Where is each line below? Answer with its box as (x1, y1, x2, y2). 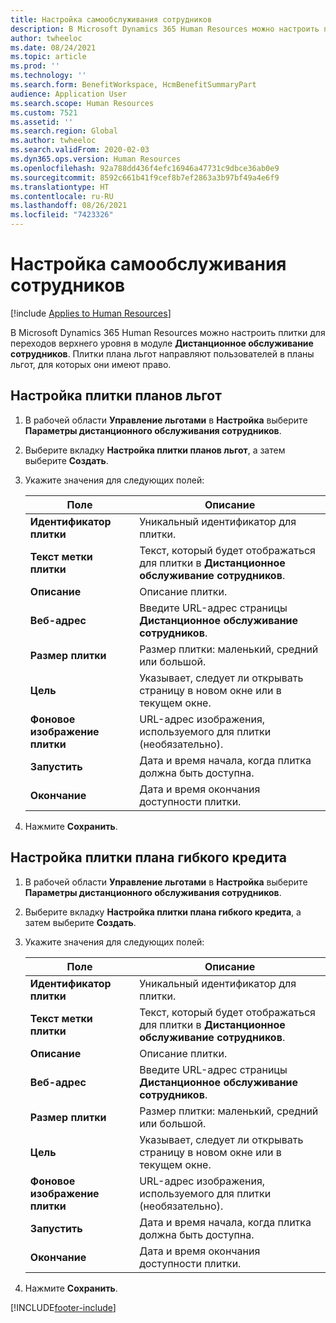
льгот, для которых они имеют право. (10, 358, 172, 370)
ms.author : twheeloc (10, 136, 97, 146)
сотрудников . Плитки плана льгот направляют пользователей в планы (10, 347, 315, 360)
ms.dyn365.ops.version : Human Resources (10, 154, 182, 164)
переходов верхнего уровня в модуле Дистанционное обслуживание (10, 337, 314, 349)
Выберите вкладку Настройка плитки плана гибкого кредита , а (24, 906, 302, 918)
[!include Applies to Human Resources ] (10, 307, 172, 319)
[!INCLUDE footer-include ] (10, 1301, 117, 1313)
